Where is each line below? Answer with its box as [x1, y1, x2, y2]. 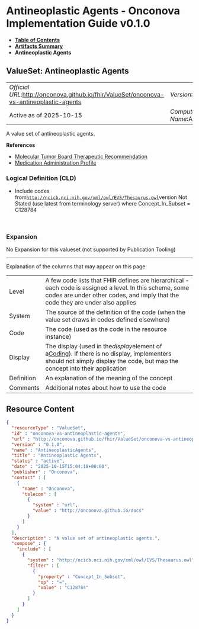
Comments [9, 384, 40, 392]
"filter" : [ [27, 563, 60, 569]
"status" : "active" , [11, 458, 65, 464]
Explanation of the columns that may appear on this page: [6, 263, 147, 270]
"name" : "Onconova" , [21, 486, 76, 492]
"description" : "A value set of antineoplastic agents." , [11, 535, 161, 541]
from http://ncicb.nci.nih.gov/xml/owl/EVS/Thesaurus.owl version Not [14, 194, 188, 201]
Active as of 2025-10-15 [9, 111, 82, 119]
